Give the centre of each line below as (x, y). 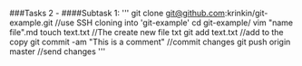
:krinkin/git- (246, 13)
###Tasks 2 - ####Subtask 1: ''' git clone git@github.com (117, 13)
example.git (31, 23)
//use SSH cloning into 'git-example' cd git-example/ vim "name (174, 23)
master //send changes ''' (58, 52)
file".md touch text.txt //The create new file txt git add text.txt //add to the (146, 32)
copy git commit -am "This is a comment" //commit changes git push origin (150, 42)
